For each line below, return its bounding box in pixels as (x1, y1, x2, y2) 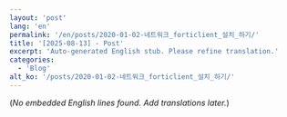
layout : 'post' (9, 13, 67, 23)
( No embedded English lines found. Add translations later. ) (9, 97, 230, 108)
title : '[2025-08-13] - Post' (9, 38, 125, 48)
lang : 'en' (9, 22, 51, 31)
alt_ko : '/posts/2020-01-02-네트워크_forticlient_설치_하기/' (9, 73, 235, 82)
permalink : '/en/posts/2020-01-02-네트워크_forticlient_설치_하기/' (9, 30, 260, 39)
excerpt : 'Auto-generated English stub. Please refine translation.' (9, 47, 280, 56)
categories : (9, 55, 55, 64)
